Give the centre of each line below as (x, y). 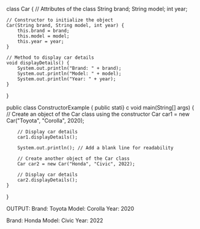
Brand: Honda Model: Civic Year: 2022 (55, 220)
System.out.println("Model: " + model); (69, 73)
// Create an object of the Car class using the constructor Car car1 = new (98, 114)
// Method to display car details (50, 58)
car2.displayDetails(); (48, 180)
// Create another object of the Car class (74, 159)
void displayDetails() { (38, 63)
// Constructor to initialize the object (60, 20)
